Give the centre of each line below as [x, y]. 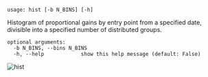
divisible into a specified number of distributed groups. [85, 30]
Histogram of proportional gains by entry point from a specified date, [105, 22]
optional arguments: [37, 42]
